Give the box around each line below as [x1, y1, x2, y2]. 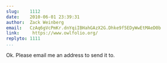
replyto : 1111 [6, 36, 41, 41]
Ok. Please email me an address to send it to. [6, 52, 115, 58]
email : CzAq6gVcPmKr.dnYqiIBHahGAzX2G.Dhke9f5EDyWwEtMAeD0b [6, 24, 161, 31]
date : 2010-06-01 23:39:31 [6, 14, 80, 20]
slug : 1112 [6, 8, 41, 15]
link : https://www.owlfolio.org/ [6, 30, 98, 36]
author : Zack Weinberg [6, 19, 64, 25]
